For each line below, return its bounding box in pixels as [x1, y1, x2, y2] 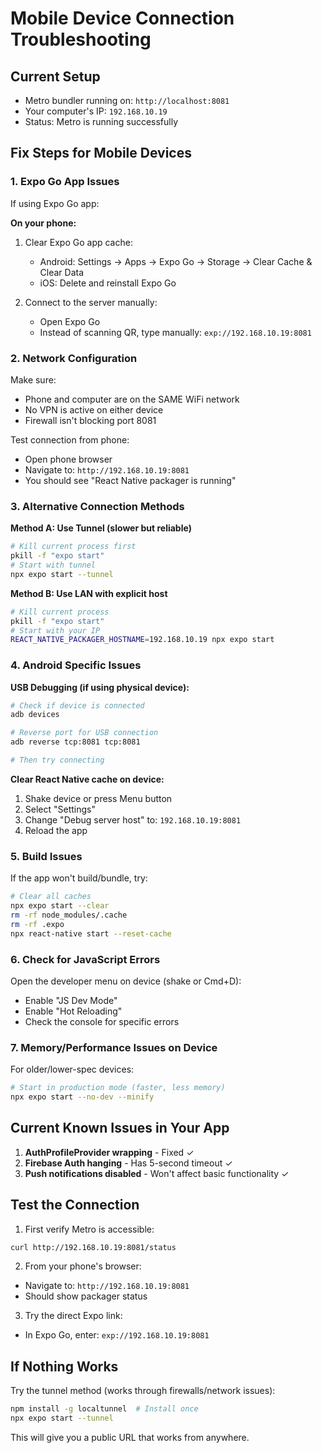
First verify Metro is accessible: [24, 1223, 155, 1235]
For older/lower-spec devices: [10, 1063, 135, 1076]
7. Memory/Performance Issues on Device [10, 1040, 218, 1054]
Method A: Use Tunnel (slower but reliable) [10, 522, 192, 534]
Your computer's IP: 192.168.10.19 [24, 105, 168, 117]
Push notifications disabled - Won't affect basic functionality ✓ [24, 1167, 290, 1179]
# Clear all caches [10, 892, 92, 902]
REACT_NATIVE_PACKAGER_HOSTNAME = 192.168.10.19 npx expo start [10, 635, 275, 645]
